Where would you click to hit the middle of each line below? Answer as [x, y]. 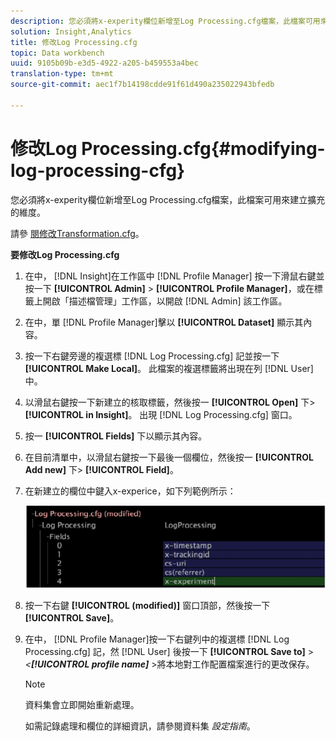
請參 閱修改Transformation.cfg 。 [77, 233]
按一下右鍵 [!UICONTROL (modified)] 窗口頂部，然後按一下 [147, 605]
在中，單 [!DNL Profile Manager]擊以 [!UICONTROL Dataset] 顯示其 [164, 322]
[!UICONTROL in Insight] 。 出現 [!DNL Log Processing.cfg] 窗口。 [161, 414]
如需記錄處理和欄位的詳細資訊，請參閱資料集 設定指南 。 [140, 726]
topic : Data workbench [57, 53]
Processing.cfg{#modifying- [203, 148]
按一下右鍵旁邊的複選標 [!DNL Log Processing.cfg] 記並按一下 [152, 356]
